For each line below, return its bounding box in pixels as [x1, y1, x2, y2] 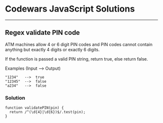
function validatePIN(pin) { [5, 106, 64, 110]
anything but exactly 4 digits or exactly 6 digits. [5, 46, 100, 52]
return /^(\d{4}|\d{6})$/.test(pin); [9, 110, 86, 115]
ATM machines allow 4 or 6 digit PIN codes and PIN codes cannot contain [5, 41, 153, 47]
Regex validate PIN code [5, 29, 80, 37]
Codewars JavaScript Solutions [5, 3, 135, 15]
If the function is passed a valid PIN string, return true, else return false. [5, 56, 148, 61]
